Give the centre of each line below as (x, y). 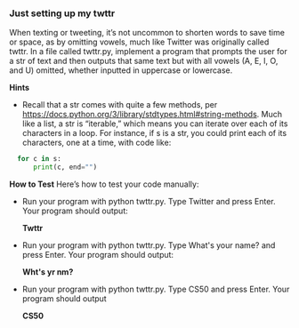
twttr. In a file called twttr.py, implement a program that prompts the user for (148, 52)
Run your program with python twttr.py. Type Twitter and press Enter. (149, 202)
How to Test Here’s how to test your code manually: (104, 184)
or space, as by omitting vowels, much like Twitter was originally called (139, 42)
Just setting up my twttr (62, 13)
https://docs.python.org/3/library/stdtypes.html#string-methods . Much (152, 115)
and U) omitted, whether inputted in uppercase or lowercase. (121, 70)
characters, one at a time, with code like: (97, 143)
